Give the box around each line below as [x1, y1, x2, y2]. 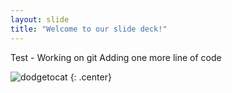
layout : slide [10, 14, 70, 25]
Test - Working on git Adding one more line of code [10, 51, 222, 63]
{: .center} [69, 71, 112, 83]
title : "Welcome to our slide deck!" [10, 24, 168, 34]
